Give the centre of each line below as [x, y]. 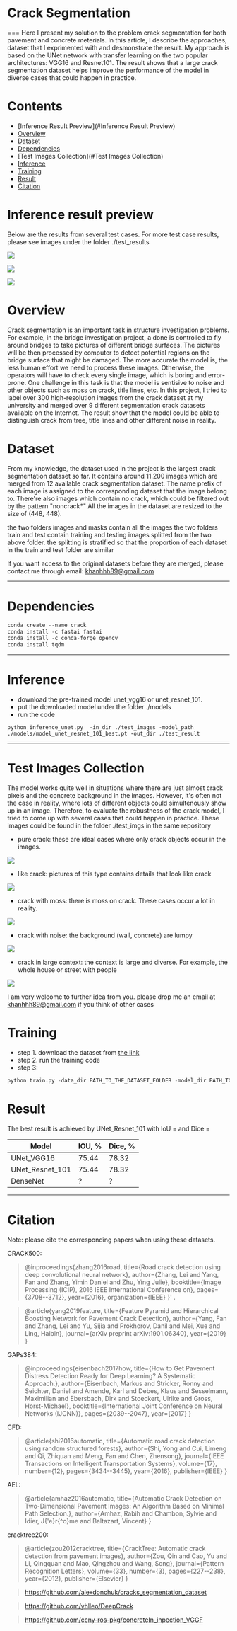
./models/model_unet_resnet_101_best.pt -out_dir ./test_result [104, 734]
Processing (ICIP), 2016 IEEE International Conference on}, [110, 1289]
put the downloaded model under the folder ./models [94, 707]
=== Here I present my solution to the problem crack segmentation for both [117, 33]
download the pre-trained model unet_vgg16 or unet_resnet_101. [110, 699]
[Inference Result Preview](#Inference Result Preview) [96, 126]
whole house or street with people [67, 970]
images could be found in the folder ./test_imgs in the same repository [109, 825]
